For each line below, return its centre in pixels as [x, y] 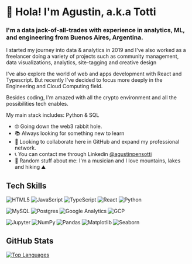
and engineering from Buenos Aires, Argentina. [75, 37]
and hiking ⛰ [30, 167]
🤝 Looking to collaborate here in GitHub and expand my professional [97, 142]
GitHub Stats [30, 241]
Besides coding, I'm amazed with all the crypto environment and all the [92, 98]
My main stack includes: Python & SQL [53, 115]
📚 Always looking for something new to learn [69, 133]
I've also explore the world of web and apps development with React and [94, 74]
